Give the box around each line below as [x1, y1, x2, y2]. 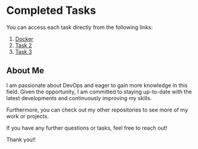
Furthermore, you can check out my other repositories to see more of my [6, 106, 188, 113]
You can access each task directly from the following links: [6, 24, 153, 31]
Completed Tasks [6, 4, 96, 17]
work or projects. [6, 112, 49, 119]
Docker [15, 35, 34, 42]
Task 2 [15, 42, 32, 49]
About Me [6, 66, 44, 76]
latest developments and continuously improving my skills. [6, 94, 152, 101]
